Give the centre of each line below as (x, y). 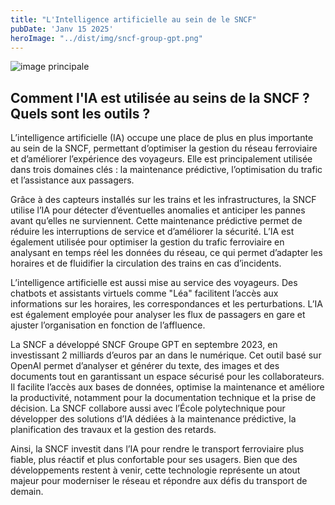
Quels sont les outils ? (80, 113)
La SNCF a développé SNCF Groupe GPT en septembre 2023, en (144, 345)
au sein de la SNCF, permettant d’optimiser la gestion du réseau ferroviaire (164, 148)
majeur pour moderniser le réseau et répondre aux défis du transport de (159, 481)
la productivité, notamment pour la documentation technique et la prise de (163, 398)
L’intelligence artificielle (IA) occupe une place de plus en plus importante (162, 138)
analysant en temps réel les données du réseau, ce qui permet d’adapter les (166, 253)
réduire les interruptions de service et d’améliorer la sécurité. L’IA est (152, 232)
